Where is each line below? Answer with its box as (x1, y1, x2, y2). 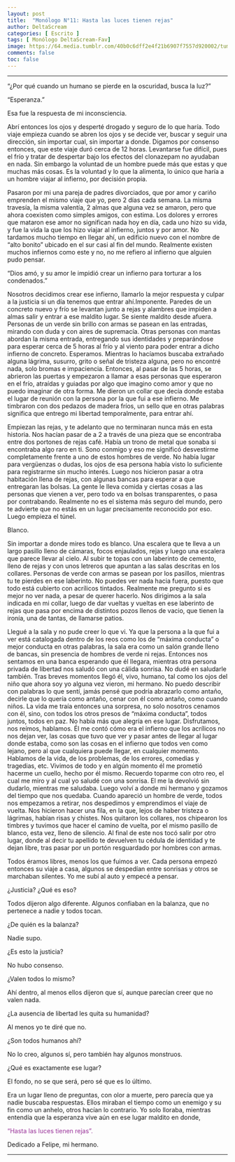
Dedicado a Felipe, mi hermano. (7, 1140, 99, 1149)
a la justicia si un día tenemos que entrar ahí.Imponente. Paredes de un (7, 297, 212, 306)
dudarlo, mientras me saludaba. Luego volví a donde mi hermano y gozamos (7, 783, 229, 792)
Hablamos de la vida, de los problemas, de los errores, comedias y (7, 754, 199, 762)
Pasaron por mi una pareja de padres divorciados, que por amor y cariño (7, 188, 217, 196)
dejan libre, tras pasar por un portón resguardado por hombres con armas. (7, 843, 222, 852)
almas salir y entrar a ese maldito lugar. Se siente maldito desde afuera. (7, 312, 213, 320)
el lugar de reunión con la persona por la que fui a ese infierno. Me (7, 394, 199, 403)
